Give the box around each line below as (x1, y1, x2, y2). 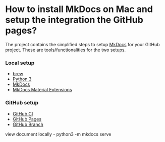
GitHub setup (5, 99, 39, 106)
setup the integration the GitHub (5, 14, 144, 26)
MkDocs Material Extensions (12, 87, 72, 93)
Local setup (5, 59, 35, 66)
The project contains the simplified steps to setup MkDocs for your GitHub (5, 41, 160, 47)
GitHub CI (12, 110, 33, 116)
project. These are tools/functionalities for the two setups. (5, 47, 126, 53)
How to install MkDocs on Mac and (5, 4, 153, 15)
